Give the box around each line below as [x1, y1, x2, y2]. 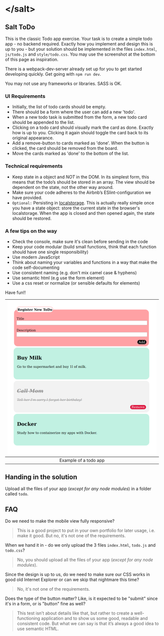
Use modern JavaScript [12, 254, 60, 260]
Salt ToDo [5, 23, 35, 31]
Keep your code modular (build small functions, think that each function [12, 244, 157, 249]
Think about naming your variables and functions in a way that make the [12, 259, 158, 265]
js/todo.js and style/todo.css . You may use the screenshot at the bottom [5, 51, 155, 57]
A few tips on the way [5, 227, 58, 234]
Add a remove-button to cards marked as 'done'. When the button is [12, 140, 150, 146]
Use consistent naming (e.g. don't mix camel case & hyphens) [12, 269, 137, 275]
